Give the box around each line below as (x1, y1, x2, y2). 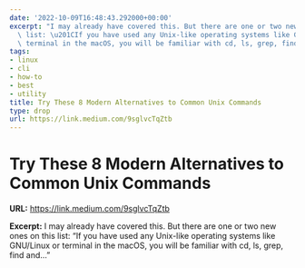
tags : (9, 47, 30, 56)
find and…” (9, 250, 51, 261)
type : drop (9, 106, 51, 115)
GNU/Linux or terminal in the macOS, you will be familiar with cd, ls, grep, (9, 240, 284, 251)
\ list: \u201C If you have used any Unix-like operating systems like (17, 30, 290, 39)
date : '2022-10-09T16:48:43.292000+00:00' (9, 13, 172, 23)
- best (9, 81, 34, 90)
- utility (9, 89, 47, 98)
